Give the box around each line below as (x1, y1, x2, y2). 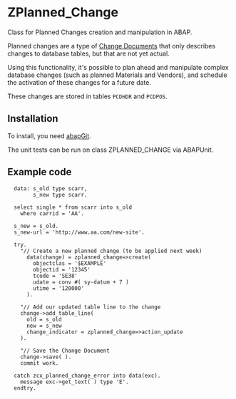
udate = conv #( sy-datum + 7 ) (33, 279, 130, 286)
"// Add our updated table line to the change (20, 304, 161, 311)
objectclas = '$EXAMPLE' (33, 259, 107, 267)
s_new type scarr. (33, 191, 88, 198)
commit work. (20, 359, 59, 367)
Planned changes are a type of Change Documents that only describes (7, 41, 216, 50)
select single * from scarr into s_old (14, 204, 133, 211)
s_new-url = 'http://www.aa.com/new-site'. (14, 229, 145, 236)
